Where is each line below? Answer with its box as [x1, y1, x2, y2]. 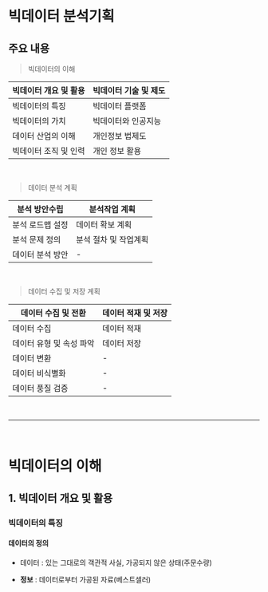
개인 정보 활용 [93, 145, 142, 156]
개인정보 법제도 [93, 131, 147, 141]
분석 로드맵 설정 [12, 219, 69, 230]
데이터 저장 [102, 338, 142, 349]
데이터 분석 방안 [12, 249, 69, 260]
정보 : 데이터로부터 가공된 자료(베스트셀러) [19, 574, 152, 584]
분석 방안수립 [17, 204, 64, 215]
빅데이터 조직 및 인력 [12, 145, 85, 156]
